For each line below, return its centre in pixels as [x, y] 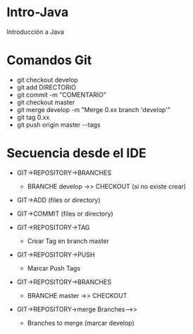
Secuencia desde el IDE [76, 153]
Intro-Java [38, 12]
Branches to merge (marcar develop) [81, 323]
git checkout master [46, 102]
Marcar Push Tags [54, 268]
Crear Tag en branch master [68, 241]
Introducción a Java [35, 32]
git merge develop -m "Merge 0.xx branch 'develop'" [93, 109]
